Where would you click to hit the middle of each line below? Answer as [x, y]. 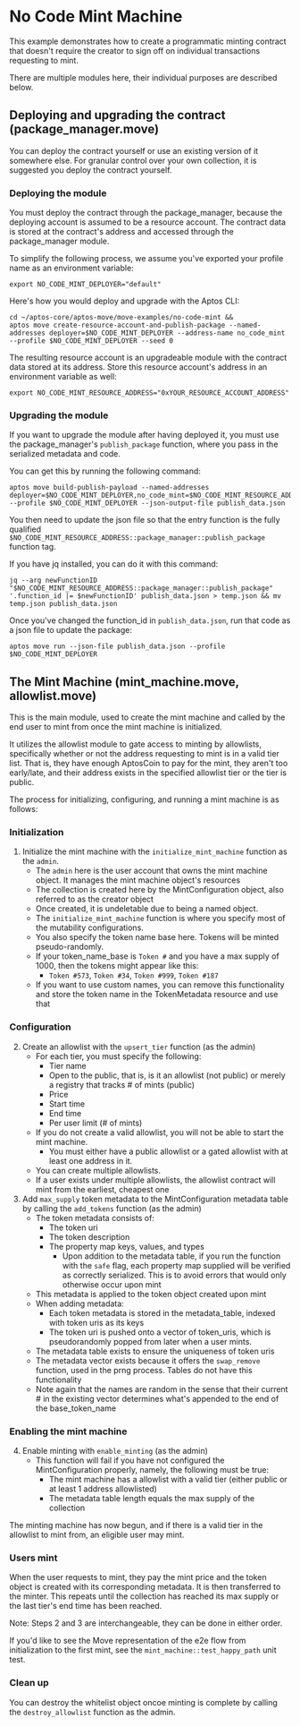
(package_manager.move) [84, 129]
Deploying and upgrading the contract [117, 115]
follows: [24, 809]
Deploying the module [58, 192]
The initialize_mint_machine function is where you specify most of [160, 919]
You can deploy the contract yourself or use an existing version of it [134, 150]
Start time [67, 1104]
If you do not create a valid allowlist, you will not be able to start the [159, 1132]
